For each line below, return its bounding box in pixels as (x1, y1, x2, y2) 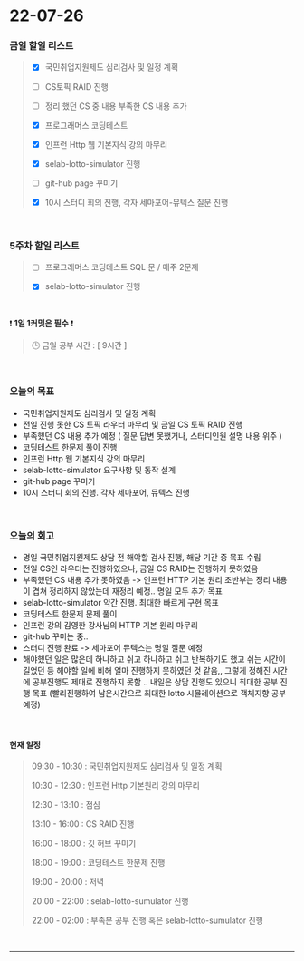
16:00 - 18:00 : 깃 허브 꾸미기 (31, 838, 137, 849)
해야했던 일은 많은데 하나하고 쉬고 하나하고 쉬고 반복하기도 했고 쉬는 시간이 (22, 654, 287, 665)
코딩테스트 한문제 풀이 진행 (22, 442, 118, 452)
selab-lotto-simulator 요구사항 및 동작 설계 (22, 464, 176, 475)
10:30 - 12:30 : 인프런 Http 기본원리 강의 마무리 (31, 781, 201, 791)
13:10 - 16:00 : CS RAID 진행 (31, 819, 135, 830)
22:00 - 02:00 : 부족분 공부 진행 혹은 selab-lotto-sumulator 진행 (31, 915, 264, 926)
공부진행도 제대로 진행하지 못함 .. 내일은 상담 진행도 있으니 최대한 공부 (32, 676, 279, 687)
